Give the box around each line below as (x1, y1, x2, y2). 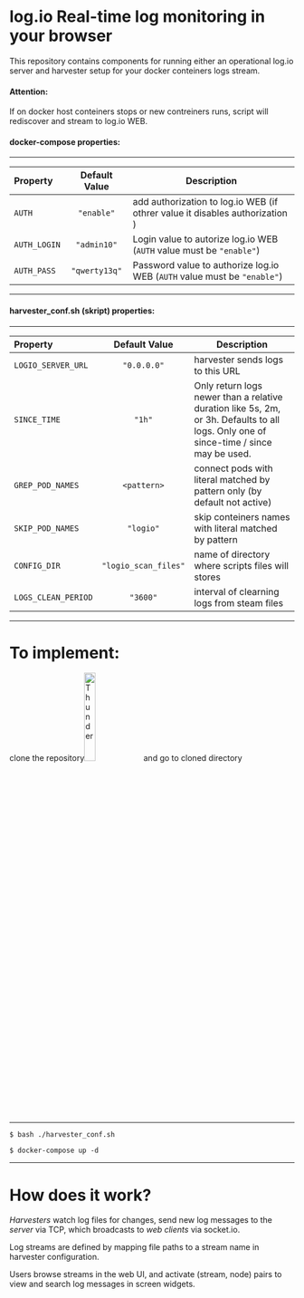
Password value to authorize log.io (132, 259, 280, 272)
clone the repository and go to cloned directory (9, 753, 242, 764)
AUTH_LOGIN (14, 240, 61, 250)
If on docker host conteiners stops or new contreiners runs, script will (9, 106, 269, 117)
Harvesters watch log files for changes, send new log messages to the (9, 1215, 273, 1226)
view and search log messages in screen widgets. (9, 1279, 196, 1290)
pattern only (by (194, 485, 262, 497)
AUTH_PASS (14, 265, 56, 276)
